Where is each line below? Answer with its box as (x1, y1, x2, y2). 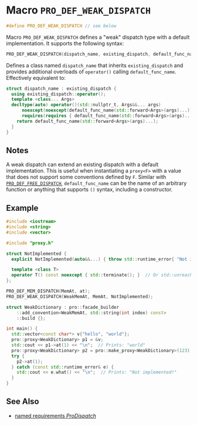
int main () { (6, 326, 38, 332)
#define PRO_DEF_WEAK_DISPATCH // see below (6, 23, 117, 29)
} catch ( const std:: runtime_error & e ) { (11, 364, 114, 370)
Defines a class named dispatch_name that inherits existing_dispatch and (6, 62, 184, 69)
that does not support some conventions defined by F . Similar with (6, 174, 167, 181)
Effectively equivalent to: (6, 74, 66, 81)
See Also (6, 397, 39, 407)
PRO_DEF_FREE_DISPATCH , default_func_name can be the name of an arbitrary (6, 180, 187, 187)
